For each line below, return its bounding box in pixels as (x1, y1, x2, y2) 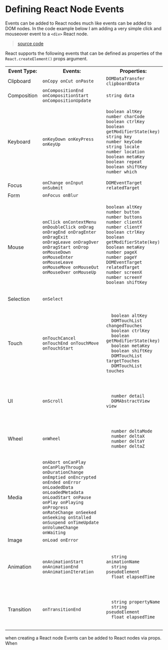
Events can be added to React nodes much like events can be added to (5, 20, 151, 26)
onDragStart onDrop (42, 244, 89, 250)
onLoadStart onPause (42, 494, 91, 500)
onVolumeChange (42, 524, 78, 530)
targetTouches (106, 358, 140, 364)
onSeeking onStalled (42, 514, 91, 520)
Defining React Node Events (5, 4, 124, 15)
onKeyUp (42, 141, 61, 147)
